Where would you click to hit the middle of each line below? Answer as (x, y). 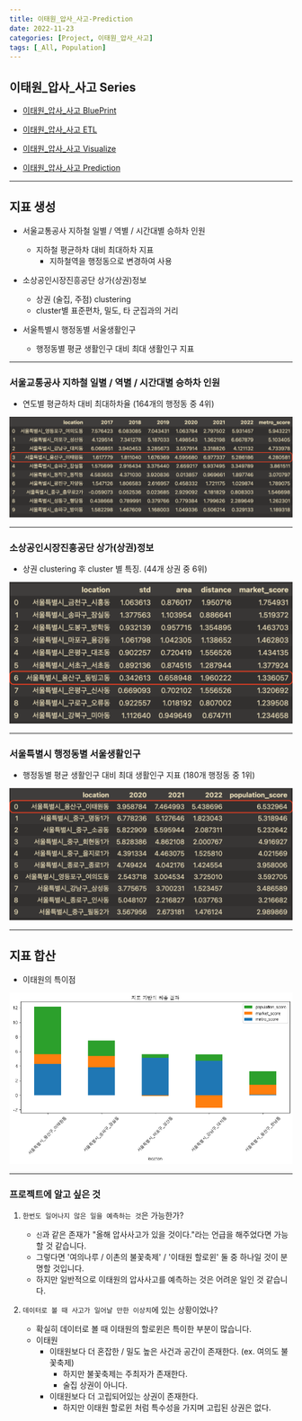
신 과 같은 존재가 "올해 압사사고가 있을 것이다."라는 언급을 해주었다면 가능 (162, 1235)
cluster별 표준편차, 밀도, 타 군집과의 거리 (107, 310)
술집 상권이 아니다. (95, 1385)
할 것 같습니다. (61, 1246)
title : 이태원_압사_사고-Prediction (71, 19)
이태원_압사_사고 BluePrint (69, 111)
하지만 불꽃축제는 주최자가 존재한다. (125, 1374)
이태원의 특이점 (49, 979)
